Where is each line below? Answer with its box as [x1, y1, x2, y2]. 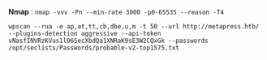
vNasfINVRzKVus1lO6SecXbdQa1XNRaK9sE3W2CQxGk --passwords [8, 36, 209, 45]
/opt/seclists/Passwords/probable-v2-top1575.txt [8, 44, 180, 52]
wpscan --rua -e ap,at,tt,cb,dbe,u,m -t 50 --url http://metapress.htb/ [8, 23, 260, 31]
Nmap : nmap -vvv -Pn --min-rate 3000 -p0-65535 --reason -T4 [8, 7, 225, 16]
